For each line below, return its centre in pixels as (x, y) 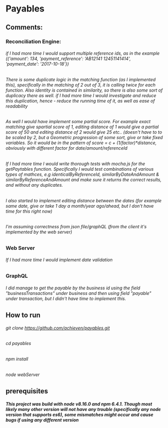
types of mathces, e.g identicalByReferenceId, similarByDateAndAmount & (83, 174)
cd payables (18, 343)
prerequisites (27, 391)
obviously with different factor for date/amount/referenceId (67, 148)
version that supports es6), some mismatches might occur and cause (80, 414)
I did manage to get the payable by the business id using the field (73, 288)
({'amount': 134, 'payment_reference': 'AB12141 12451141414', (68, 59)
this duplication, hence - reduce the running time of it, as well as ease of (80, 101)
